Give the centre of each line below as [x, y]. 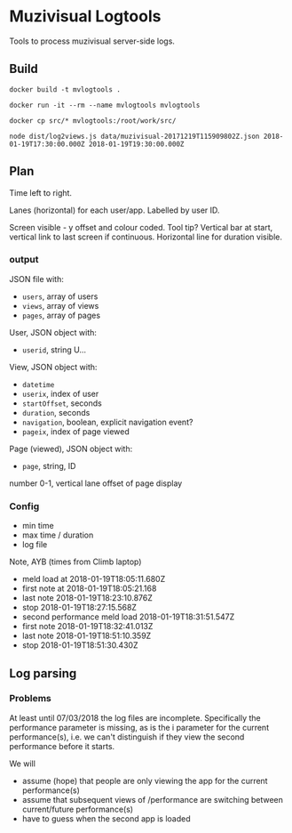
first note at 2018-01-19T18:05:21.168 [89, 588]
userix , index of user [60, 393]
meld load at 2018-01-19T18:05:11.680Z [94, 579]
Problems [30, 699]
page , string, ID [49, 465]
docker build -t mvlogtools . [65, 89]
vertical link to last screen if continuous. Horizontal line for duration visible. [146, 237]
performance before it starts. [62, 746]
